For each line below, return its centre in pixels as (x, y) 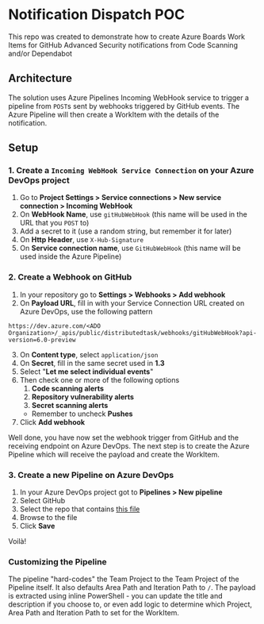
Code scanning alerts (68, 388)
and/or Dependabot (40, 53)
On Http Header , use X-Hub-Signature (82, 240)
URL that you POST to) (54, 223)
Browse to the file (48, 518)
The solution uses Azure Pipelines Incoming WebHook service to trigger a (129, 98)
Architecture (40, 78)
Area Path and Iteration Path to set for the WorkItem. (94, 613)
